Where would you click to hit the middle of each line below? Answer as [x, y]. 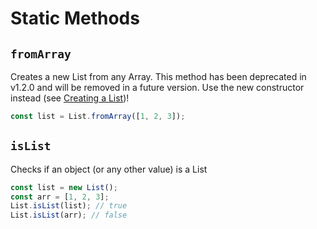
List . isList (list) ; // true [69, 206]
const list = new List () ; [64, 187]
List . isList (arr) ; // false [69, 215]
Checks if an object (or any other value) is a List [109, 169]
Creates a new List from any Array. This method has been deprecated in [158, 76]
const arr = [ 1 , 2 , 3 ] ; [60, 197]
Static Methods [75, 18]
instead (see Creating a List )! [70, 98]
